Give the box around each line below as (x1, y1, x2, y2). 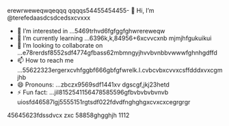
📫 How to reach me (16, 57, 74, 64)
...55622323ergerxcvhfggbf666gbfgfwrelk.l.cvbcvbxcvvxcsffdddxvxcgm (16, 66, 223, 74)
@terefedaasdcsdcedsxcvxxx (7, 14, 91, 22)
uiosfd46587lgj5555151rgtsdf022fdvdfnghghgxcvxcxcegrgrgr (16, 98, 191, 106)
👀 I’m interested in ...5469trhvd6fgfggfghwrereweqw (16, 27, 165, 35)
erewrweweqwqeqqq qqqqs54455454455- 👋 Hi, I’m (7, 7, 154, 14)
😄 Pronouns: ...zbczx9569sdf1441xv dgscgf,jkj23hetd (16, 80, 170, 89)
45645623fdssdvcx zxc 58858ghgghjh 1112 (7, 111, 130, 119)
